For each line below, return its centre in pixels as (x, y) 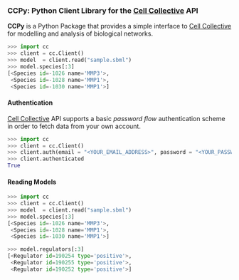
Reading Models (32, 182)
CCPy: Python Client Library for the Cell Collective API (103, 11)
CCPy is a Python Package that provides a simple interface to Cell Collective (119, 26)
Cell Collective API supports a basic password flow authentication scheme (116, 118)
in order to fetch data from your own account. (74, 126)
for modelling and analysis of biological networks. (80, 33)
